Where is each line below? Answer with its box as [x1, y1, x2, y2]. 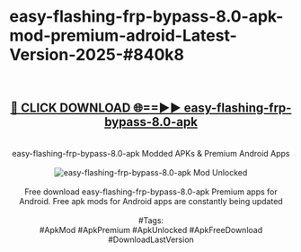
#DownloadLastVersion [107, 234, 195, 245]
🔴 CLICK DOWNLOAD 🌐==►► [10, 101, 181, 116]
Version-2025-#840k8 [9, 45, 184, 65]
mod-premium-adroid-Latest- [9, 25, 238, 46]
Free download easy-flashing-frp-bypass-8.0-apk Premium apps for [23, 186, 279, 197]
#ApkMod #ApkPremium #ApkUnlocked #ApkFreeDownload [39, 224, 263, 235]
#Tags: [137, 214, 164, 226]
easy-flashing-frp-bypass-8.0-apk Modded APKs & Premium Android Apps [12, 148, 290, 158]
